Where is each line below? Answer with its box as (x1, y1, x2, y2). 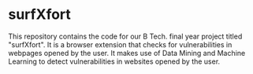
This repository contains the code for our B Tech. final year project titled (8, 31, 243, 41)
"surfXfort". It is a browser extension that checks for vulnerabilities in (8, 39, 233, 49)
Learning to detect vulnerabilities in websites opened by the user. (8, 57, 221, 66)
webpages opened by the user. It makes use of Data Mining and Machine (8, 48, 246, 57)
